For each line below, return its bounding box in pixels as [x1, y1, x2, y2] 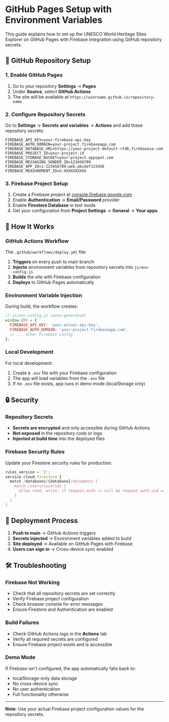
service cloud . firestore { [5, 474, 62, 479]
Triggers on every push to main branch [12, 259, 95, 265]
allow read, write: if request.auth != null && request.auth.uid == [18, 489, 165, 494]
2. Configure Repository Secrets [5, 111, 86, 118]
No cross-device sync [12, 681, 59, 687]
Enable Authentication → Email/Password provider [12, 197, 120, 203]
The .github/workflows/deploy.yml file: [5, 249, 87, 255]
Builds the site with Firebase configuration [12, 274, 101, 280]
